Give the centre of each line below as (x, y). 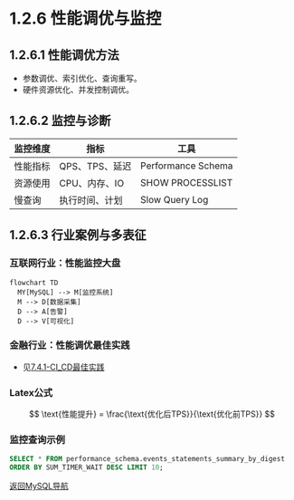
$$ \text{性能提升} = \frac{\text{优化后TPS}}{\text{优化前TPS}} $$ (152, 414)
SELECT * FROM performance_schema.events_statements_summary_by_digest (147, 459)
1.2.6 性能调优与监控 (85, 19)
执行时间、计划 (91, 200)
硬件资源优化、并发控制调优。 (78, 90)
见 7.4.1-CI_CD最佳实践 (63, 367)
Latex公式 (31, 392)
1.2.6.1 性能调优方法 (64, 55)
